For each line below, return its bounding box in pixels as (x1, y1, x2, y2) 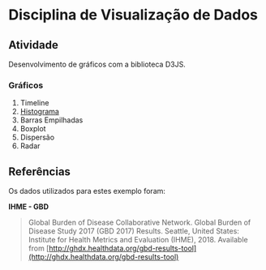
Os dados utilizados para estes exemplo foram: (8, 186, 166, 196)
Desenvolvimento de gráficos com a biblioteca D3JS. (8, 59, 187, 69)
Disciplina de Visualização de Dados (8, 6, 258, 24)
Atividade (8, 38, 58, 52)
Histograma (19, 107, 59, 117)
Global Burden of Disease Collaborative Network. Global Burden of (28, 217, 251, 228)
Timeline (19, 98, 49, 108)
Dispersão (19, 132, 55, 143)
